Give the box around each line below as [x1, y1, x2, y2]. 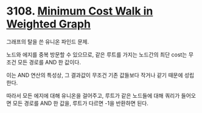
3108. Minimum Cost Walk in [6, 4, 153, 18]
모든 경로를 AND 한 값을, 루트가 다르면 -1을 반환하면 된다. [12, 99, 149, 107]
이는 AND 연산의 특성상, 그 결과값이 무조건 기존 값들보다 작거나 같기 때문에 [6, 71, 184, 78]
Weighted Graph [6, 17, 91, 31]
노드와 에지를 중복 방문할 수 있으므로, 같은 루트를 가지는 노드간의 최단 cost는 [6, 50, 187, 58]
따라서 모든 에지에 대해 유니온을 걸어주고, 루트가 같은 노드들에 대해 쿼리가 [6, 92, 180, 99]
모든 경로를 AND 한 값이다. [17, 58, 81, 66]
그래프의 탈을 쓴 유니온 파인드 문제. [6, 38, 89, 45]
